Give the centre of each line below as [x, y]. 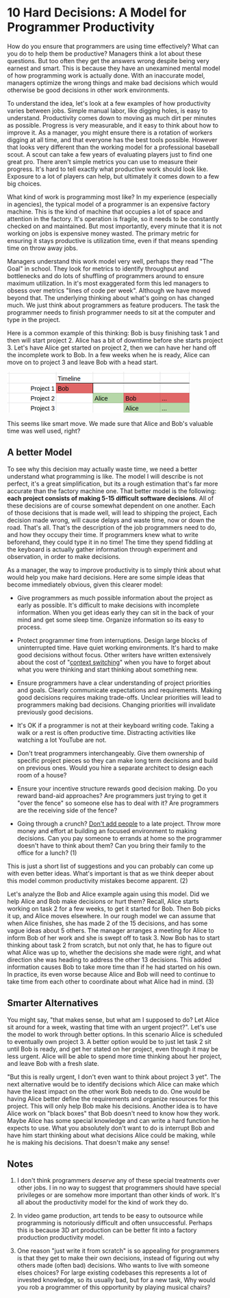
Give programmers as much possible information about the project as [115, 597]
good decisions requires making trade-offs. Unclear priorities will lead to [119, 697]
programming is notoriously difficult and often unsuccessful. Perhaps [115, 1223]
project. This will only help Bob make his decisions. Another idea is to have [112, 1106]
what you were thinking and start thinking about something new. [107, 669]
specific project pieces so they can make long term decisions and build [117, 760]
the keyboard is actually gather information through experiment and [102, 549]
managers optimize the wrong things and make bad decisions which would [113, 82]
